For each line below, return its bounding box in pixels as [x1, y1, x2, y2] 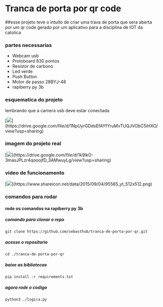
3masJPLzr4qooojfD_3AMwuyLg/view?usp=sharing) [5, 157, 112, 163]
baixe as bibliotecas [5, 262, 47, 268]
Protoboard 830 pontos [12, 58, 60, 64]
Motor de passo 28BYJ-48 [12, 79, 66, 85]
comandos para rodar [5, 193, 58, 200]
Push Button [12, 74, 37, 80]
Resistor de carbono [12, 63, 53, 69]
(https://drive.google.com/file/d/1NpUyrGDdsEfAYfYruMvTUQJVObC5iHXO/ [5, 123, 158, 129]
